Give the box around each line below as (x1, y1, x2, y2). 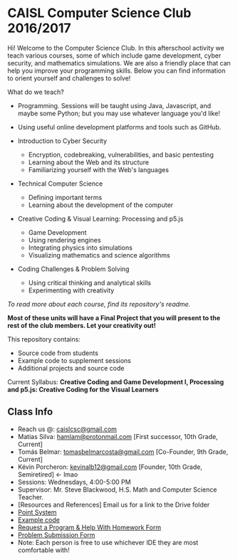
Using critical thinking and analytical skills (28, 278, 152, 287)
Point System (17, 507, 57, 517)
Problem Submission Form (17, 530, 95, 539)
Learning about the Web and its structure (28, 158, 150, 167)
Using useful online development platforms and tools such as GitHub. (17, 122, 222, 131)
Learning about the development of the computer (28, 201, 173, 209)
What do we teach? (7, 88, 64, 96)
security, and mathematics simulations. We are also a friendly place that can (7, 58, 232, 67)
